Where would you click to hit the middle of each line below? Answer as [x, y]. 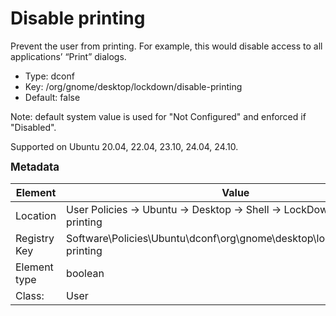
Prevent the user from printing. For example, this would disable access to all [166, 46]
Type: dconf [49, 76]
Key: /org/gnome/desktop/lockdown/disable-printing [133, 86]
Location [36, 215]
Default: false [52, 97]
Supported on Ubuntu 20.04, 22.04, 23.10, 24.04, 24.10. [124, 146]
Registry [35, 238]
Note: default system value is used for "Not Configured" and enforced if [158, 116]
